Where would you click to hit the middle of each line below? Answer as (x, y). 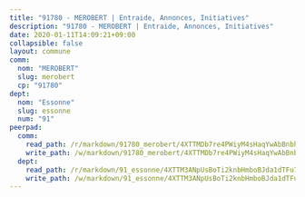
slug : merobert (46, 77)
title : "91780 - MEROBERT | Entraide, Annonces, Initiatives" (129, 18)
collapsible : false (46, 43)
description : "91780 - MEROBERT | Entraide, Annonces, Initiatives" (142, 26)
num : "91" (36, 119)
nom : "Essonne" (46, 102)
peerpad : (26, 128)
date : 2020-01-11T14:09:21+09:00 (73, 34)
